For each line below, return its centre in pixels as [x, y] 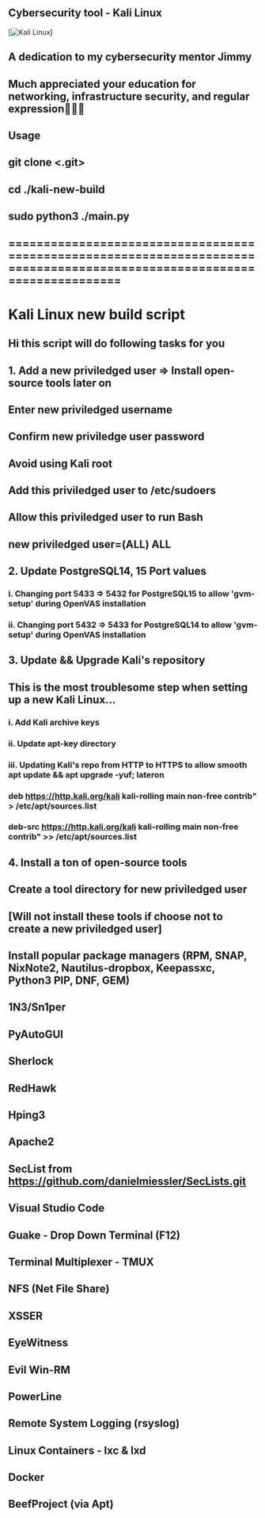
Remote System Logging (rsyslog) [94, 1423]
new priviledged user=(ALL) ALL [90, 544]
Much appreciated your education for [102, 84]
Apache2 [31, 1142]
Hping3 [27, 1115]
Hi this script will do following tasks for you [117, 344]
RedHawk [32, 1088]
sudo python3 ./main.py [69, 217]
